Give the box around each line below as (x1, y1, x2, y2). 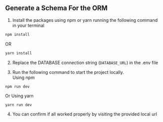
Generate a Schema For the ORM (5, 4, 108, 12)
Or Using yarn (5, 93, 34, 99)
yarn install (5, 51, 32, 56)
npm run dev (5, 84, 30, 89)
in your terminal (12, 22, 45, 28)
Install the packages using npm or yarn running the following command (12, 17, 158, 23)
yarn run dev (5, 102, 32, 107)
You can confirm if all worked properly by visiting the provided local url (12, 111, 158, 117)
